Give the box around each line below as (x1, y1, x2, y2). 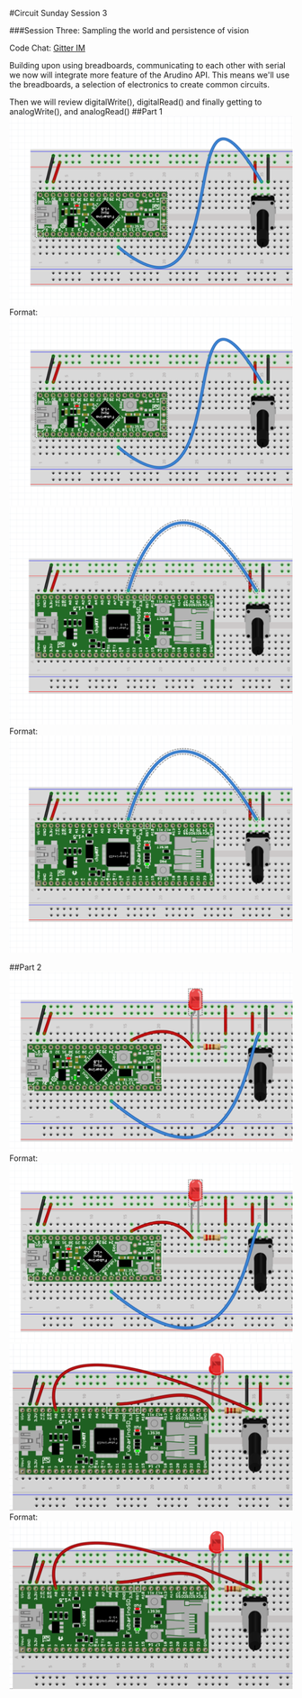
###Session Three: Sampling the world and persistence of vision (9, 25, 250, 35)
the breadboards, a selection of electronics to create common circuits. (9, 79, 270, 89)
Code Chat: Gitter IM (9, 42, 85, 53)
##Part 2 (9, 962, 42, 972)
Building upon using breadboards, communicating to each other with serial (9, 60, 286, 70)
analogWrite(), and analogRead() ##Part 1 (9, 106, 164, 116)
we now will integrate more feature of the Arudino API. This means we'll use (9, 69, 290, 80)
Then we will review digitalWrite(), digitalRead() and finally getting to (9, 96, 262, 107)
